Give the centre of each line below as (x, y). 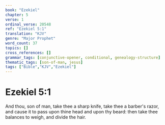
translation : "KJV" (26, 34)
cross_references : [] (28, 53)
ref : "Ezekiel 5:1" (26, 29)
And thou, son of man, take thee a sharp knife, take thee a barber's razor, (82, 106)
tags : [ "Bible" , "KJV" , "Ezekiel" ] (41, 67)
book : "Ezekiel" (22, 10)
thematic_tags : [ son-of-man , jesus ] (44, 62)
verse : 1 (15, 19)
